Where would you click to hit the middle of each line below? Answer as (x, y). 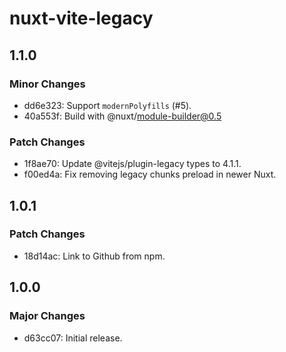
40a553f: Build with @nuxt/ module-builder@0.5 (122, 116)
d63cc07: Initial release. (73, 338)
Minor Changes (47, 84)
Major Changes (47, 316)
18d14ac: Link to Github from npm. (94, 256)
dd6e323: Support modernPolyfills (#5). (107, 105)
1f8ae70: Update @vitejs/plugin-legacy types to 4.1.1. (132, 164)
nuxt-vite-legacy (81, 18)
